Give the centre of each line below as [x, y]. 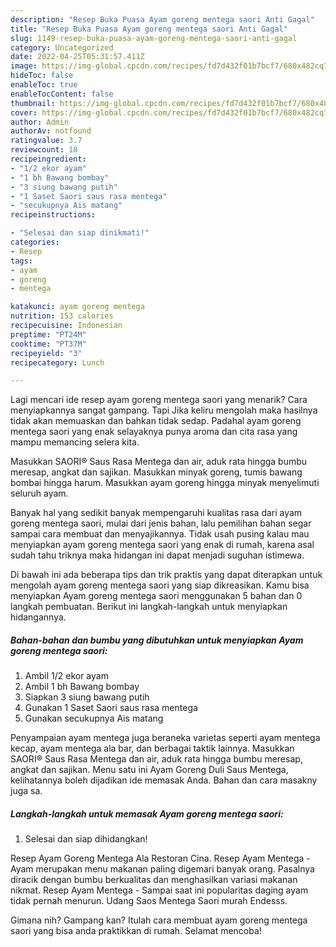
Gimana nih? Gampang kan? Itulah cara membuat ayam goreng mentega [159, 920]
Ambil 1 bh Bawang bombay [82, 687]
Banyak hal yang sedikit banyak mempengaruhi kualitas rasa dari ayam [156, 513]
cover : [24, 112]
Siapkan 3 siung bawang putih [87, 697]
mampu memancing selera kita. [75, 442]
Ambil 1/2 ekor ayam [66, 676]
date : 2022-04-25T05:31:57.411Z [77, 57]
